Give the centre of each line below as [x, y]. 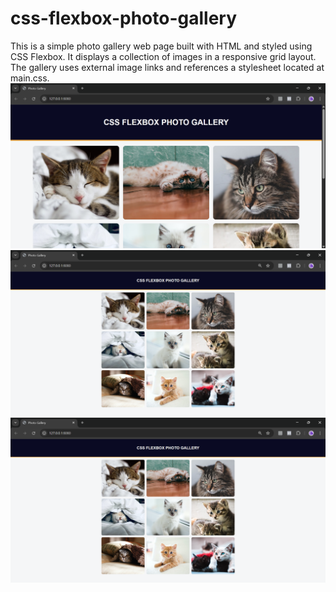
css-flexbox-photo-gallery [124, 18]
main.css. [30, 78]
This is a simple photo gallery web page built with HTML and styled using [161, 46]
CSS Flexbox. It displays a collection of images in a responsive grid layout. [163, 56]
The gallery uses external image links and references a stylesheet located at [167, 67]
